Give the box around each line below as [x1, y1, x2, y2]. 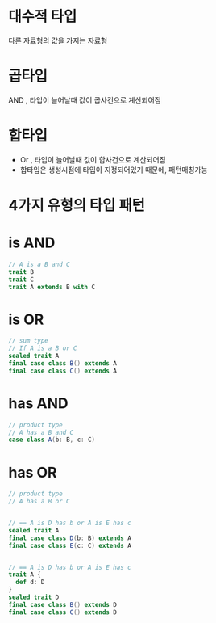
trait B [8, 267, 35, 276]
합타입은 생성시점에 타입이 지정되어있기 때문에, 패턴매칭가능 [19, 165, 208, 175]
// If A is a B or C [8, 344, 78, 352]
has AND [8, 394, 69, 412]
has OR [8, 463, 57, 482]
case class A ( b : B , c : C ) [8, 436, 95, 444]
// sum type [8, 337, 48, 345]
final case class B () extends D [8, 600, 117, 608]
